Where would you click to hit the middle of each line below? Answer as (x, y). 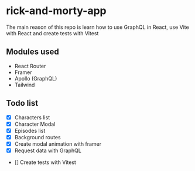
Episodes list (30, 130)
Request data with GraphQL (48, 150)
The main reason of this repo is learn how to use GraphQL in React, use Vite (97, 27)
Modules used (33, 52)
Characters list (32, 117)
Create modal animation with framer (58, 144)
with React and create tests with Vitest (52, 33)
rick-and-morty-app (56, 11)
